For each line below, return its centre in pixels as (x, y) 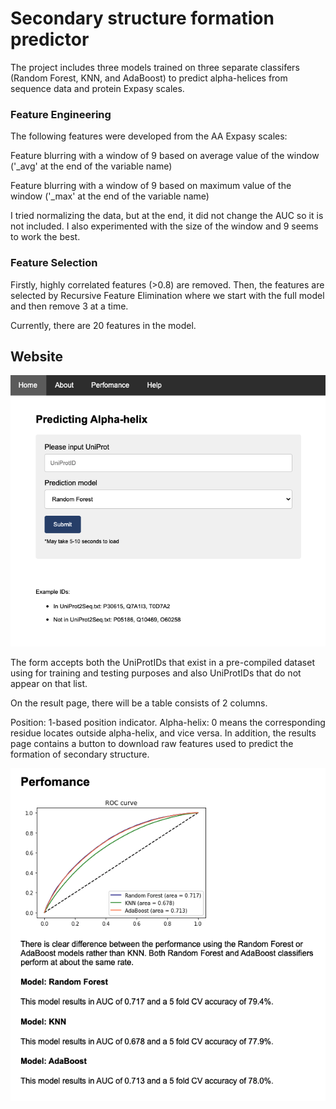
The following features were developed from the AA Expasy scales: (149, 136)
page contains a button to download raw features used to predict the (152, 744)
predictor (50, 39)
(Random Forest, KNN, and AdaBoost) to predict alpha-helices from (149, 78)
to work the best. (45, 237)
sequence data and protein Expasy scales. (97, 88)
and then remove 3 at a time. (69, 306)
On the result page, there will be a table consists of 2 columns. (139, 703)
